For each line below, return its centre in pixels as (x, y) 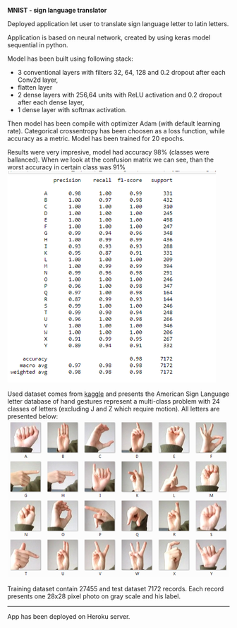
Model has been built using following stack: (71, 59)
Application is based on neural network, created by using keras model (109, 37)
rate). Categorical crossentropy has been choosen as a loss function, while (116, 131)
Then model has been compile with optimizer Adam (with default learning (114, 123)
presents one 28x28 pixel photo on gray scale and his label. (94, 596)
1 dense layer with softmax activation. (72, 110)
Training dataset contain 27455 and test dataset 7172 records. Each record (116, 588)
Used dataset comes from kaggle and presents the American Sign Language (119, 394)
